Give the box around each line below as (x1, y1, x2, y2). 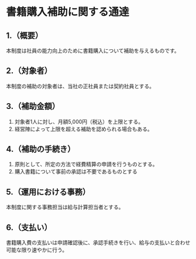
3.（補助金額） (6, 101, 60, 111)
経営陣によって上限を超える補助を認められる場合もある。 (14, 125, 153, 132)
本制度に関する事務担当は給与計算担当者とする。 (6, 203, 124, 211)
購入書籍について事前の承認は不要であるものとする (14, 168, 137, 175)
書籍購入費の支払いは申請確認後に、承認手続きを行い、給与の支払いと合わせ (6, 239, 191, 246)
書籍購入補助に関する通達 (6, 5, 130, 19)
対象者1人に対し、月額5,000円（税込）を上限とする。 (14, 118, 144, 125)
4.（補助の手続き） (6, 144, 75, 154)
